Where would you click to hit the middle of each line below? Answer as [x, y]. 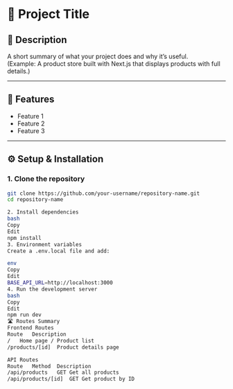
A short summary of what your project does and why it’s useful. [98, 56]
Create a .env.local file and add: [59, 251]
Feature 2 [31, 123]
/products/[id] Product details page [63, 347]
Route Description [37, 334]
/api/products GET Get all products [63, 373]
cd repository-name [35, 200]
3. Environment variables [44, 244]
